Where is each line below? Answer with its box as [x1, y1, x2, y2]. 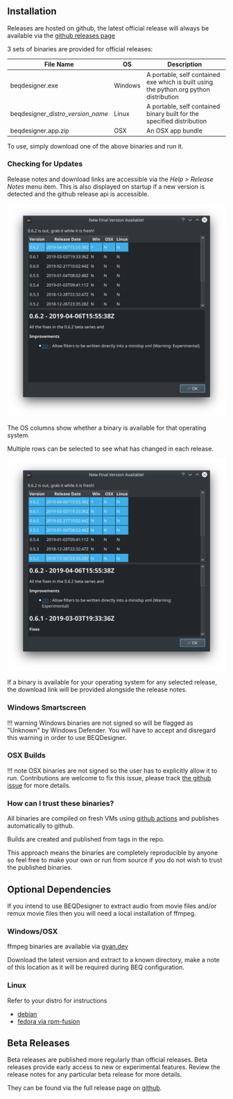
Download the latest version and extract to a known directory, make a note [7, 956, 220, 964]
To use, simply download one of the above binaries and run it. [7, 142, 184, 150]
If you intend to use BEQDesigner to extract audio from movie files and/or [7, 902, 217, 910]
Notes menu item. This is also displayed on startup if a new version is [7, 182, 205, 190]
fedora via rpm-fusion [17, 1017, 80, 1025]
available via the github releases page [7, 31, 116, 40]
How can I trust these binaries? [7, 798, 114, 808]
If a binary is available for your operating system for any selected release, [7, 678, 217, 687]
